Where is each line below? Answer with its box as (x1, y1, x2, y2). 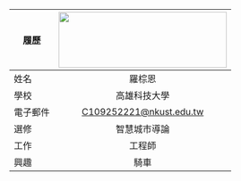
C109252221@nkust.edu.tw (82, 106, 204, 118)
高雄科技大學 (116, 89, 170, 102)
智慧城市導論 (116, 123, 170, 135)
